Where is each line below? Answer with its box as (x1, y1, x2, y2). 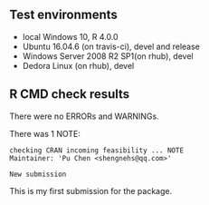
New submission (9, 170, 67, 179)
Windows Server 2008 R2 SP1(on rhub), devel (22, 50, 194, 62)
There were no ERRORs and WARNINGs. (9, 111, 160, 122)
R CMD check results (9, 86, 130, 102)
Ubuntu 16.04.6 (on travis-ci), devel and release (22, 41, 201, 52)
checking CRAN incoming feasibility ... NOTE (9, 145, 184, 155)
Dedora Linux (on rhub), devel (22, 60, 135, 71)
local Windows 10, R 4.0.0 (22, 31, 119, 42)
